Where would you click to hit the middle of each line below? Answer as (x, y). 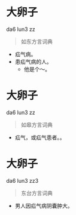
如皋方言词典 (37, 125)
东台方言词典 (37, 193)
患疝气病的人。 (33, 62)
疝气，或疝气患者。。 (40, 137)
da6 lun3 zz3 (22, 180)
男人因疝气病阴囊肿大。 (44, 205)
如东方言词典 (37, 41)
